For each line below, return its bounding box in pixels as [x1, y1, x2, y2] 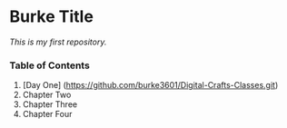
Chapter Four [22, 109, 73, 120]
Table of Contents [9, 59, 91, 72]
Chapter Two [22, 89, 72, 101]
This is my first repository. [9, 36, 107, 47]
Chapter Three [22, 99, 78, 110]
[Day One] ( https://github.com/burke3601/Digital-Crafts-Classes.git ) [22, 80, 279, 91]
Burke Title [9, 6, 94, 27]
